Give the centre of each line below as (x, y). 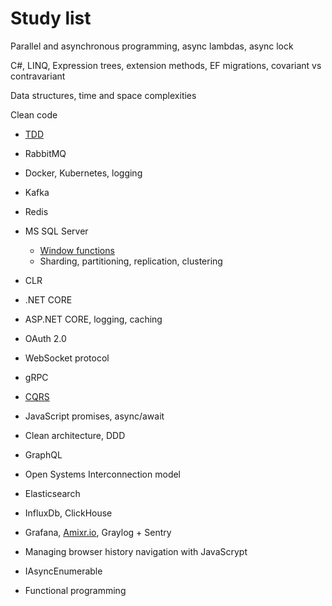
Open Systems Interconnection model (103, 474)
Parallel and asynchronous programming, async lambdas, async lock (152, 46)
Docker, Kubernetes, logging (83, 173)
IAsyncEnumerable (63, 571)
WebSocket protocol (67, 358)
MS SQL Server (56, 231)
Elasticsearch (52, 493)
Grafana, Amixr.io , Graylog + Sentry (98, 532)
